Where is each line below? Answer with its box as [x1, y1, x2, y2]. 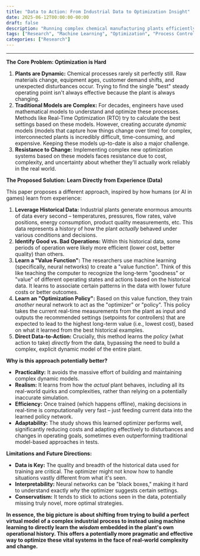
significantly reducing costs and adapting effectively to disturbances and [14, 426, 194, 433]
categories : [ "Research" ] [6, 36, 70, 42]
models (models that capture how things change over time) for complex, [14, 127, 192, 134]
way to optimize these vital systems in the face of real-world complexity [6, 536, 189, 543]
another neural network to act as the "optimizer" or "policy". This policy [14, 301, 190, 308]
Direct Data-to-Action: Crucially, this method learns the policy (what [14, 333, 184, 340]
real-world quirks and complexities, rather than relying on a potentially [14, 388, 187, 394]
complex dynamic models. [14, 375, 80, 382]
